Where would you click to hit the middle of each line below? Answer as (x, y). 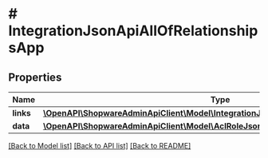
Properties (35, 77)
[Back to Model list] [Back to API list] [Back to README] (100, 146)
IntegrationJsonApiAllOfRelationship (133, 31)
